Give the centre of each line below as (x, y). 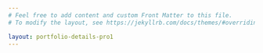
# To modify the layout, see (56, 23)
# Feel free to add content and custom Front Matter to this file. (121, 15)
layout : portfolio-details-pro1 (61, 37)
